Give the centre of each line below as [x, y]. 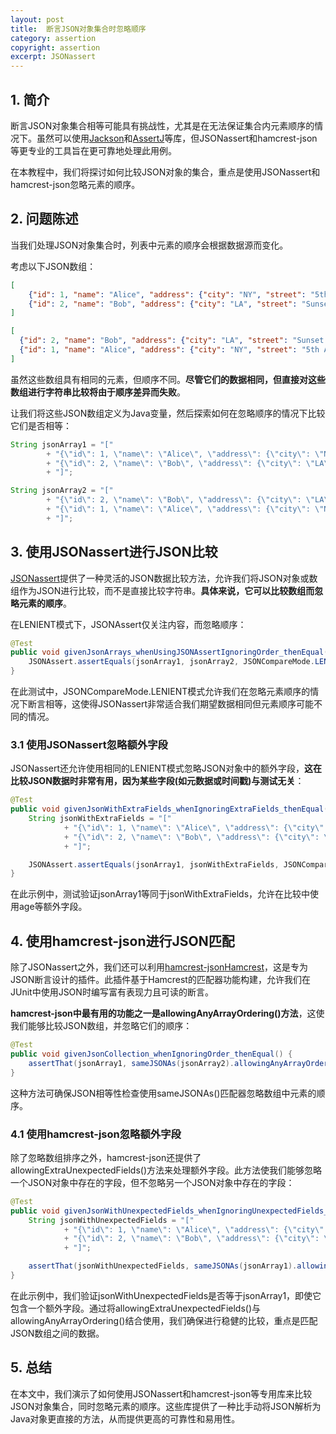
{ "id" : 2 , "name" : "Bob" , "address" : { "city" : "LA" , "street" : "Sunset [172, 341]
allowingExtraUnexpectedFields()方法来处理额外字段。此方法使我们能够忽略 [166, 1170]
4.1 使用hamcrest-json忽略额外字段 [96, 1134]
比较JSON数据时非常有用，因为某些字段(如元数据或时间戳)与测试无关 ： [157, 781]
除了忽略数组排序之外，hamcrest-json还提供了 [106, 1157]
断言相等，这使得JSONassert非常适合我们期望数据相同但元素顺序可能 [171, 704]
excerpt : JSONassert [53, 57]
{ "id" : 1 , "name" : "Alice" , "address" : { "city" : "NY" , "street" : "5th [169, 350]
